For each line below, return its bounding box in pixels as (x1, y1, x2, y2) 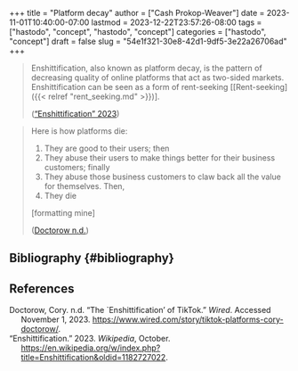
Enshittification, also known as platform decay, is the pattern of (30, 62, 262, 73)
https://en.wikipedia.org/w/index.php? (20, 342, 161, 353)
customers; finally (44, 162, 110, 172)
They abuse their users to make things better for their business (44, 153, 276, 163)
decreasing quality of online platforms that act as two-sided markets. (30, 72, 285, 83)
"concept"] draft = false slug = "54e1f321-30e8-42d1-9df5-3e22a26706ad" (9, 36, 287, 46)
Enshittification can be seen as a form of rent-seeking (30, 82, 229, 92)
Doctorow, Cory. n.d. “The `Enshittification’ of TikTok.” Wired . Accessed (9, 305, 271, 316)
